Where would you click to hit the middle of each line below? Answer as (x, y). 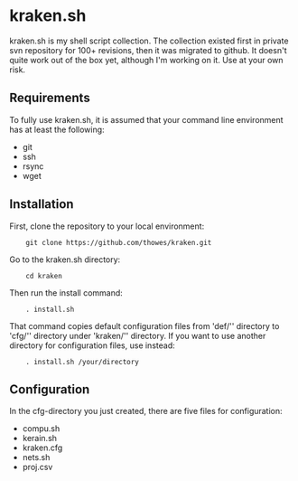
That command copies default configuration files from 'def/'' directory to (144, 325)
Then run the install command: (66, 292)
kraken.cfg (42, 448)
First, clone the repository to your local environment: (107, 226)
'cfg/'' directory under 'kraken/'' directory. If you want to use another (138, 335)
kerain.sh (39, 439)
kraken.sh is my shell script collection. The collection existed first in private (149, 41)
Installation (42, 204)
